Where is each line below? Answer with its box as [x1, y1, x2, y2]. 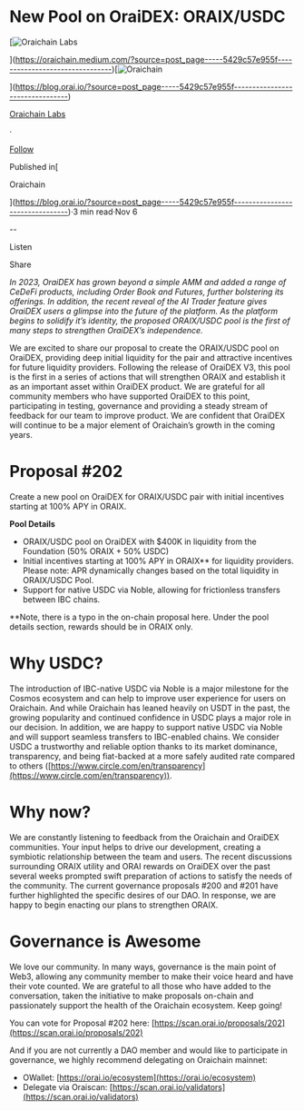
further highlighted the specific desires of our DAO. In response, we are [9, 889, 277, 900]
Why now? [9, 802, 92, 822]
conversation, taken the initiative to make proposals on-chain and [9, 990, 254, 1001]
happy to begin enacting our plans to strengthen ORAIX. [9, 899, 219, 910]
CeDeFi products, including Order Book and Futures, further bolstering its [9, 286, 284, 297]
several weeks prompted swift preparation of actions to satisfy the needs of [9, 870, 293, 881]
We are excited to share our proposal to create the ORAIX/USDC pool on [9, 342, 279, 353]
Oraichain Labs [9, 108, 66, 119]
